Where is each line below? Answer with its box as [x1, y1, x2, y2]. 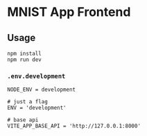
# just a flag [7, 99, 49, 105]
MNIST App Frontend [7, 4, 131, 20]
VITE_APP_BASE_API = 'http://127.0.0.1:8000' [7, 123, 141, 130]
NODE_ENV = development [7, 86, 76, 94]
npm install [7, 50, 42, 57]
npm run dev [7, 56, 42, 63]
